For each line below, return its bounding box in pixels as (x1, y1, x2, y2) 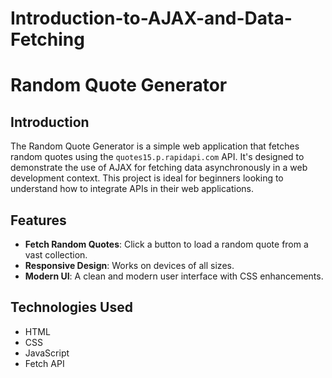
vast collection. (24, 249, 88, 261)
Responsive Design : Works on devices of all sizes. (24, 260, 235, 271)
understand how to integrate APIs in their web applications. (10, 183, 254, 195)
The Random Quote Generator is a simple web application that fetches (10, 140, 300, 152)
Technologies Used (10, 299, 133, 316)
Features (10, 212, 67, 229)
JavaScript (24, 347, 70, 359)
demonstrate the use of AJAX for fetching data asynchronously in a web (10, 162, 308, 174)
